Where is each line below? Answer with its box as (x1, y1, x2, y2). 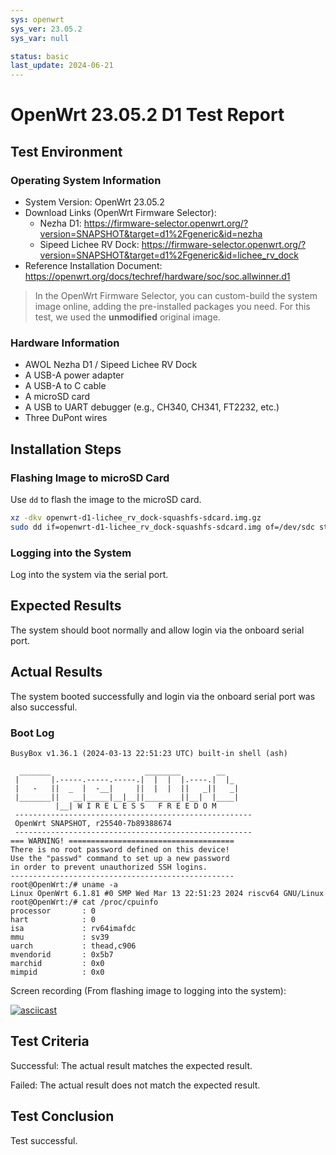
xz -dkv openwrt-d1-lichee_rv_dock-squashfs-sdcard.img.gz (10, 512, 262, 523)
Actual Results (10, 664, 103, 681)
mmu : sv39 (10, 932, 110, 942)
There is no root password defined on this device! (10, 844, 230, 855)
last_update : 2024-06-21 (10, 61, 114, 71)
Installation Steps (10, 441, 122, 458)
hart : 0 (10, 914, 97, 925)
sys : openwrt (10, 14, 65, 25)
